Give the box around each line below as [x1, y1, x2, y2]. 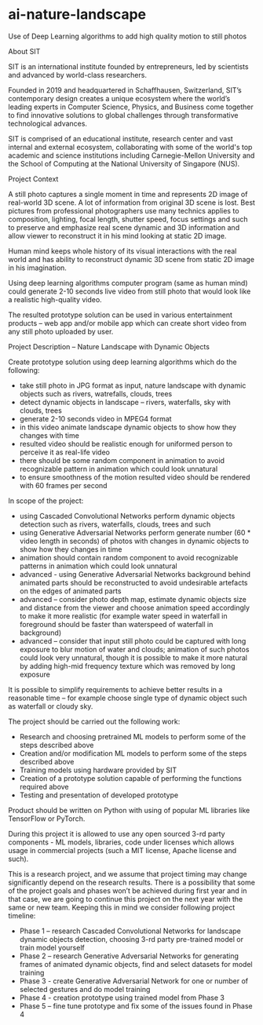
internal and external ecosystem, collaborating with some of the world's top [8, 142, 253, 151]
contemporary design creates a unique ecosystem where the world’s [8, 93, 231, 103]
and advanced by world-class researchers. [8, 70, 148, 79]
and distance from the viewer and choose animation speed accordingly [19, 603, 250, 612]
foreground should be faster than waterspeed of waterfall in [19, 619, 214, 629]
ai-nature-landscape [8, 5, 147, 24]
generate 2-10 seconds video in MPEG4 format [19, 414, 172, 423]
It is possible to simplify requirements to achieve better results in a [8, 684, 223, 694]
